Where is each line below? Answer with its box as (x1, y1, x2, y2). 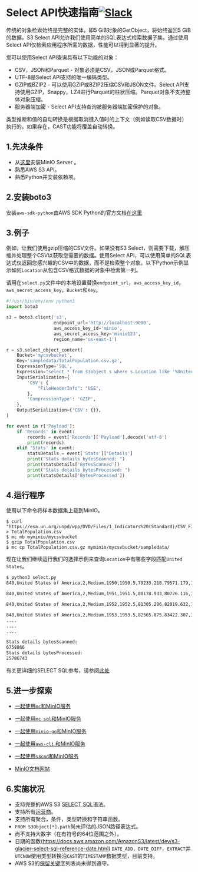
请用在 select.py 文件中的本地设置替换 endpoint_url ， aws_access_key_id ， (6, 279, 184, 286)
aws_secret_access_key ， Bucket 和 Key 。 (6, 287, 101, 294)
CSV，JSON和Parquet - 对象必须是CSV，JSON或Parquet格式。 (14, 66, 170, 73)
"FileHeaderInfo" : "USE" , (37, 385, 101, 391)
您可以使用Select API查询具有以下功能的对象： (6, 54, 119, 61)
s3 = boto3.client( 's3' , (6, 314, 67, 320)
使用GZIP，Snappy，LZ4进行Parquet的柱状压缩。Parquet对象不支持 (19, 88, 186, 95)
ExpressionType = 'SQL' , (16, 363, 72, 369)
